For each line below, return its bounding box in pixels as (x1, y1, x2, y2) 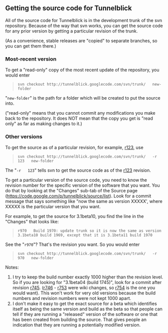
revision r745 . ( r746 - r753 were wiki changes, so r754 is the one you (12, 285, 155, 291)
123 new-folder (17, 159, 54, 164)
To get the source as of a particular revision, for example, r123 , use (5, 145, 144, 151)
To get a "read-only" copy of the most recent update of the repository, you (5, 67, 159, 73)
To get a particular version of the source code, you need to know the (5, 177, 147, 183)
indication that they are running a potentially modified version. (12, 322, 141, 328)
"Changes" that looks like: (5, 219, 59, 225)
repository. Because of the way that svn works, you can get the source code (5, 23, 163, 29)
